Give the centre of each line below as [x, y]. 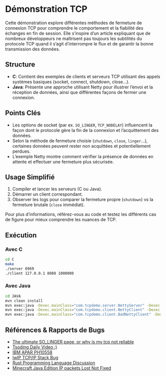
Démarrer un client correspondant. [47, 194]
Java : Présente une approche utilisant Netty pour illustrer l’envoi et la [83, 87]
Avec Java [18, 286]
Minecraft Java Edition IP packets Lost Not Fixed [62, 368]
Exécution [21, 235]
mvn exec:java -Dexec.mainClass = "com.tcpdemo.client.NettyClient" [75, 310]
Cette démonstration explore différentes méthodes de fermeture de [74, 23]
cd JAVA [13, 296]
